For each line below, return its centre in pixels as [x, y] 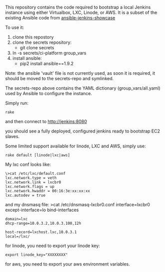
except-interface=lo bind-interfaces [42, 210]
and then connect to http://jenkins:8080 [46, 121]
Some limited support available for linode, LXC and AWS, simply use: [76, 146]
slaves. [12, 136]
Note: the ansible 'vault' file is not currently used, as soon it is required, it [80, 73]
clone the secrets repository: [42, 42]
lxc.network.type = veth [31, 178]
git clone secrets [37, 48]
